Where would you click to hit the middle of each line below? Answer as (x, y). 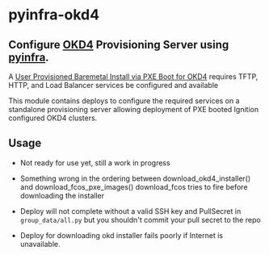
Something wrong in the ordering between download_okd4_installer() (135, 178)
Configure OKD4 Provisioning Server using (119, 45)
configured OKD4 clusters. (53, 118)
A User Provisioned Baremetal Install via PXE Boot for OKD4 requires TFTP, (133, 77)
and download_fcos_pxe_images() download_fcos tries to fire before (134, 186)
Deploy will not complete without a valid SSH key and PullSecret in (130, 211)
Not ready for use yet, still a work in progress (95, 162)
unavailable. (40, 244)
